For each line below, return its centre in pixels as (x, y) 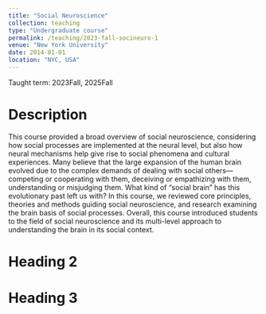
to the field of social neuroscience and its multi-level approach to (115, 221)
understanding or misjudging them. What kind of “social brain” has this (124, 187)
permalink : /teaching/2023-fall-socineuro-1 (83, 38)
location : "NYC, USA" (44, 60)
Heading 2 (43, 262)
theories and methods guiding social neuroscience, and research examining (133, 204)
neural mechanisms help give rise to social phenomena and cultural (119, 153)
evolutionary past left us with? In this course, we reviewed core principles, (130, 196)
